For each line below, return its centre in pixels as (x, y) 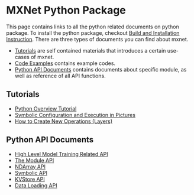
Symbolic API (31, 173)
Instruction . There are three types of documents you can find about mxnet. (97, 39)
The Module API (34, 160)
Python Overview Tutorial (46, 108)
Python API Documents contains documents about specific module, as (101, 69)
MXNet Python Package (66, 10)
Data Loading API (36, 185)
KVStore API (30, 179)
